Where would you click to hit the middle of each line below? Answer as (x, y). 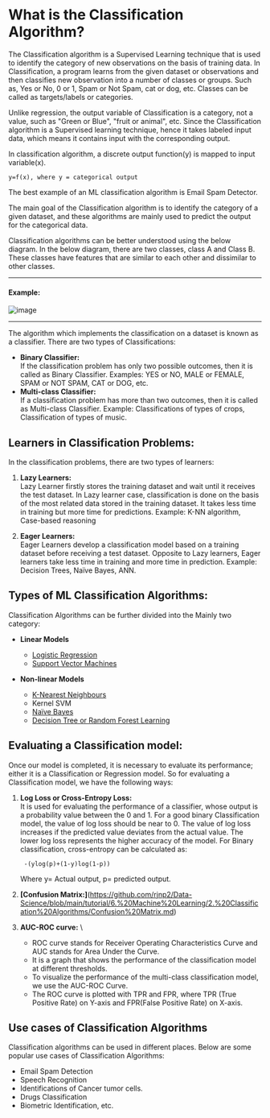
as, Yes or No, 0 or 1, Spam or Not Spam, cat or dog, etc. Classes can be (129, 88)
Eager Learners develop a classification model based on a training (129, 545)
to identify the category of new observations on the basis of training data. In (134, 63)
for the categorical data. (48, 225)
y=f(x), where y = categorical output (73, 177)
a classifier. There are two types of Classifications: (92, 342)
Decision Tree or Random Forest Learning (101, 720)
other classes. (32, 266)
